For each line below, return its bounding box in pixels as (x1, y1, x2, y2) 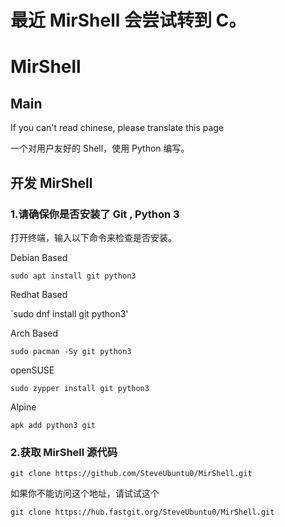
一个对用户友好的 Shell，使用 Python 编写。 (10, 142, 190, 155)
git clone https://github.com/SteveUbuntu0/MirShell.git (10, 469, 253, 479)
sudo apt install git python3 (10, 271, 137, 281)
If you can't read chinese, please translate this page (10, 122, 225, 134)
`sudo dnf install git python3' (10, 307, 129, 320)
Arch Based (10, 327, 59, 339)
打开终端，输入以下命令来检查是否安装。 (10, 231, 177, 243)
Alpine (10, 401, 37, 413)
